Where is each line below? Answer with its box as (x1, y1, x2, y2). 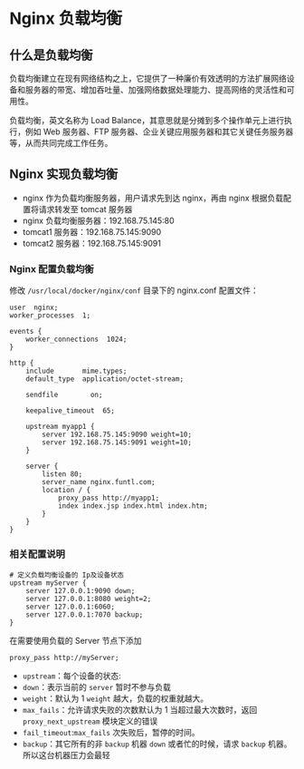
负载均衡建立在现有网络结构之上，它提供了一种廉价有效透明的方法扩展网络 (9, 73, 287, 83)
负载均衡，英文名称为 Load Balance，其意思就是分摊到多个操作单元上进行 (9, 115, 285, 125)
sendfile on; (25, 391, 103, 400)
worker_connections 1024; (25, 335, 128, 345)
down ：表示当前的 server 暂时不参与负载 (22, 682, 172, 693)
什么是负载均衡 (9, 47, 93, 63)
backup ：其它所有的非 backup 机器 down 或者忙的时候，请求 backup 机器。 (22, 738, 292, 749)
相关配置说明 (9, 548, 66, 560)
